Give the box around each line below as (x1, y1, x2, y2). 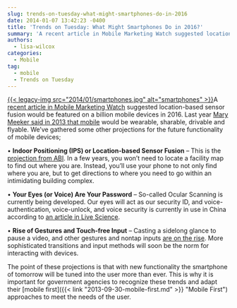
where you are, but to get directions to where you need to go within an (7, 169, 212, 177)
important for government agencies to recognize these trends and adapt (7, 278, 217, 286)
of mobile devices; (7, 133, 61, 141)
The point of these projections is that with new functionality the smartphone (7, 263, 228, 271)
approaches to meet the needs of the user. (7, 292, 132, 301)
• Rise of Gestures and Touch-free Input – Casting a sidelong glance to (7, 227, 217, 235)
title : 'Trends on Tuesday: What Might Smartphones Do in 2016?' (7, 23, 203, 30)
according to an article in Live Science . (7, 213, 121, 221)
